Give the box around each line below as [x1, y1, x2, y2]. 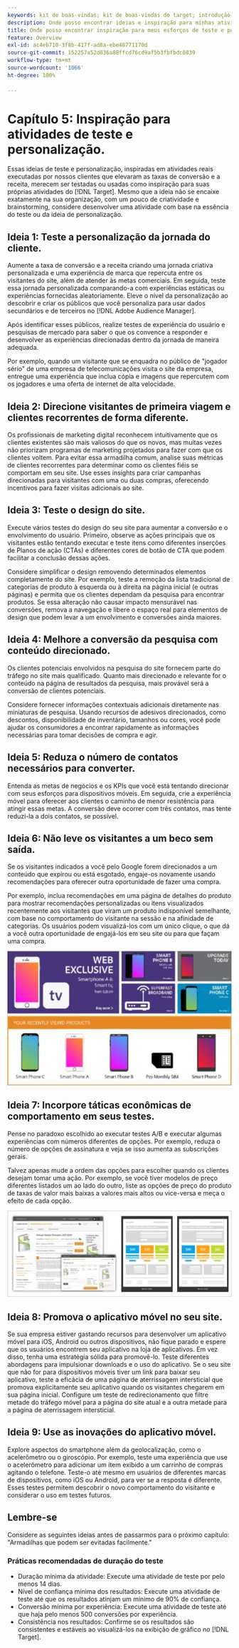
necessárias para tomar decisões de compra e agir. [7, 730, 158, 739]
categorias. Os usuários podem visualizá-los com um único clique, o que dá [7, 921, 230, 931]
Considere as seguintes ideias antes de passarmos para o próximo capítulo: [7, 1530, 230, 1539]
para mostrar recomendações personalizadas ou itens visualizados [7, 899, 204, 908]
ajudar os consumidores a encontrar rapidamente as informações [7, 723, 199, 732]
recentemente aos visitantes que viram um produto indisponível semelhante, [7, 906, 231, 915]
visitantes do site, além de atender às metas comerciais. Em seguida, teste [7, 276, 226, 285]
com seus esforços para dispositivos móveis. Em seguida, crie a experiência [7, 789, 231, 797]
